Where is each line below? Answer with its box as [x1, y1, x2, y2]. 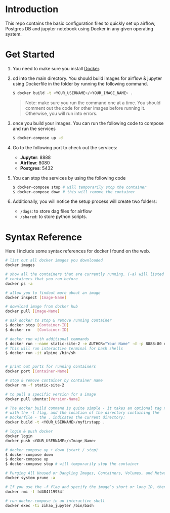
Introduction [5, 4, 59, 15]
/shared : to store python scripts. [20, 213, 88, 220]
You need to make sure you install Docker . [12, 65, 101, 71]
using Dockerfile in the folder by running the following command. [12, 80, 148, 87]
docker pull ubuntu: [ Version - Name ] [5, 396, 80, 402]
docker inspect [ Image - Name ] [5, 295, 67, 300]
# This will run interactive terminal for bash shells [5, 346, 123, 351]
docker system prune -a [5, 476, 56, 481]
